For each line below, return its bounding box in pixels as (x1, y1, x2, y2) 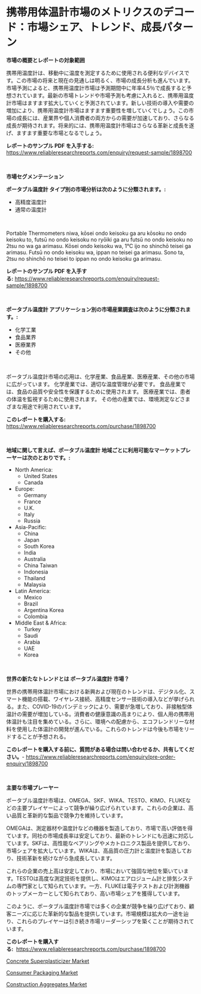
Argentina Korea (23, 606, 64, 613)
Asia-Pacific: (14, 523, 47, 530)
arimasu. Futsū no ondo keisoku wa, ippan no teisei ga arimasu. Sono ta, (6, 249, 185, 256)
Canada (23, 479, 44, 486)
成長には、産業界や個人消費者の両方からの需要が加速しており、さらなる (16, 114, 194, 121)
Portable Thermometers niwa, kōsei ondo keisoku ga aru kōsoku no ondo (6, 229, 187, 237)
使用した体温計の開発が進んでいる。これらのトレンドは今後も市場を (16, 725, 184, 733)
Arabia (23, 638, 41, 646)
